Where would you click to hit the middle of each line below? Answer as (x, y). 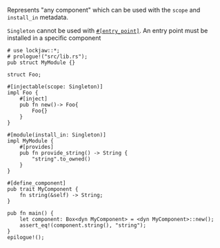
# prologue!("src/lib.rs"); (48, 56)
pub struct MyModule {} (41, 63)
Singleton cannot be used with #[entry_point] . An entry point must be (108, 31)
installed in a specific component (54, 38)
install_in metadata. (38, 17)
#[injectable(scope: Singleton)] (55, 87)
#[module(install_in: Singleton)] (57, 135)
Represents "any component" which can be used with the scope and (104, 10)
